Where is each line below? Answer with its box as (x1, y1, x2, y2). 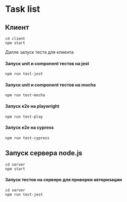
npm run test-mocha (5, 93, 45, 98)
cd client (5, 36, 26, 41)
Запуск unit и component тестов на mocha (5, 81, 96, 87)
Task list (5, 3, 41, 15)
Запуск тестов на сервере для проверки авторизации (5, 177, 122, 183)
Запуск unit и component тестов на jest (5, 60, 89, 66)
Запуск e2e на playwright (5, 103, 60, 109)
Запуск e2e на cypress (5, 124, 54, 130)
